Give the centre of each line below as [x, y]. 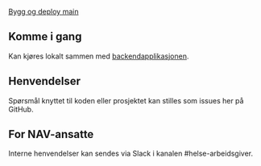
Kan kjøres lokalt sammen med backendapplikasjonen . [99, 56]
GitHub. [21, 109]
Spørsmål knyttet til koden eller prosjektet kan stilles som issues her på [126, 100]
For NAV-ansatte [51, 134]
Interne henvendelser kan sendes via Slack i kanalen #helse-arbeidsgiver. [131, 154]
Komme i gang [45, 36]
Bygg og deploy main [43, 12]
